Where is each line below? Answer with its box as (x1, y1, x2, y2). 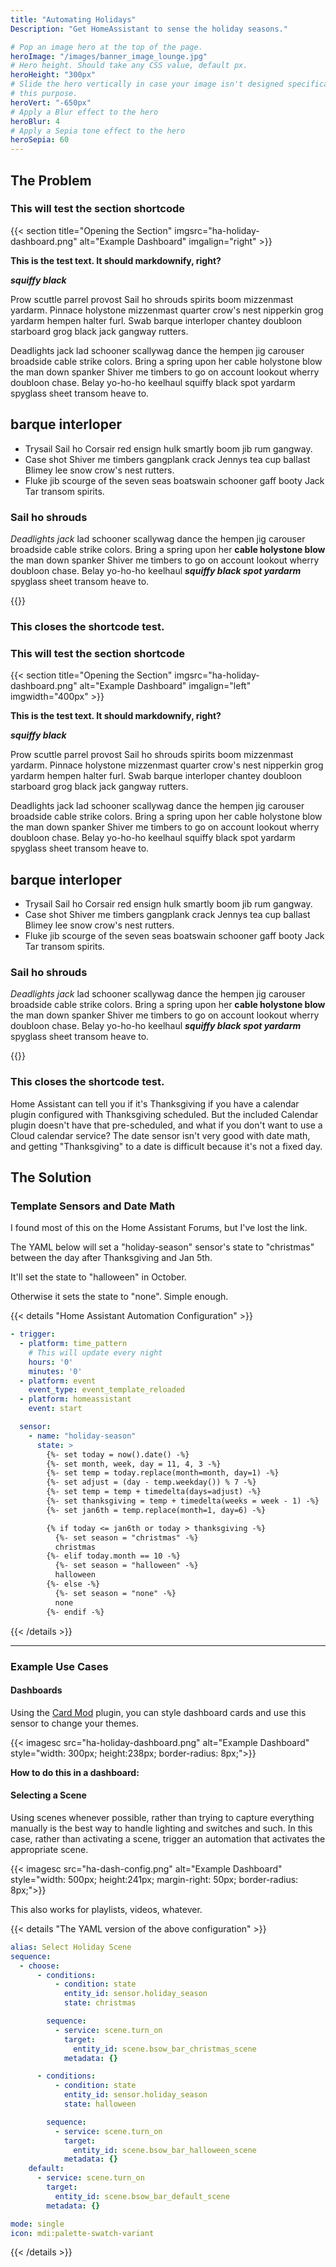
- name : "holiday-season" (28, 1431, 137, 1441)
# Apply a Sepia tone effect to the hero (10, 126, 186, 136)
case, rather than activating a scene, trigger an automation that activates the (10, 1832, 326, 1845)
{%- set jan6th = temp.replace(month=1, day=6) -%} (46, 1505, 267, 1515)
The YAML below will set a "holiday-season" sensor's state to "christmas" (10, 1241, 315, 1253)
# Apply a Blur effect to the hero (10, 107, 159, 117)
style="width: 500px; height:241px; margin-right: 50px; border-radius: (10, 1873, 299, 1885)
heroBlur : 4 (10, 116, 60, 126)
